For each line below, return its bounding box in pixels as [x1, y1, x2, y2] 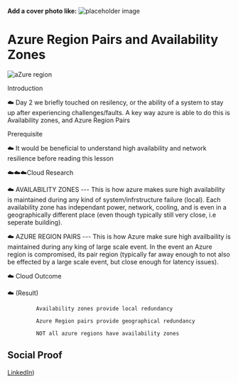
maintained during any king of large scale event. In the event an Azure [7, 242, 212, 251]
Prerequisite [7, 129, 43, 138]
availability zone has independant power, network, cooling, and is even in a [7, 203, 227, 211]
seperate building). [7, 217, 63, 227]
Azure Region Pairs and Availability [7, 32, 219, 48]
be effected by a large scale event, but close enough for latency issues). [7, 257, 219, 266]
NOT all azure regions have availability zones [36, 330, 180, 337]
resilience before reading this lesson [7, 153, 114, 163]
